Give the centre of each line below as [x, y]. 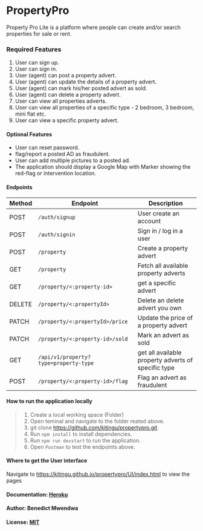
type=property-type [66, 363]
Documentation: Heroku [37, 494]
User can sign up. [37, 63]
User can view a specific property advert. [67, 120]
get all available [159, 353]
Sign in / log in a [160, 230]
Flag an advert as [162, 377]
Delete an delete [161, 300]
